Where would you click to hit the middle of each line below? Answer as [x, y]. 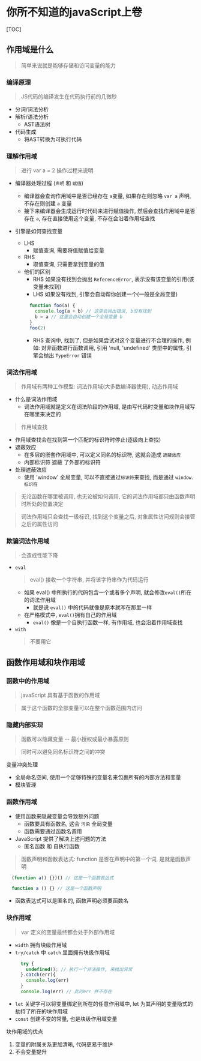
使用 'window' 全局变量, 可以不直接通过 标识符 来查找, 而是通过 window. [109, 477]
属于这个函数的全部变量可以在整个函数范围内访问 [81, 708]
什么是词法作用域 [36, 399]
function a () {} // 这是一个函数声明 [56, 889]
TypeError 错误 [73, 355]
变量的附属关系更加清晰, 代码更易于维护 [64, 1044]
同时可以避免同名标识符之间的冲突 [63, 752]
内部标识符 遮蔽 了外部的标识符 [62, 462]
